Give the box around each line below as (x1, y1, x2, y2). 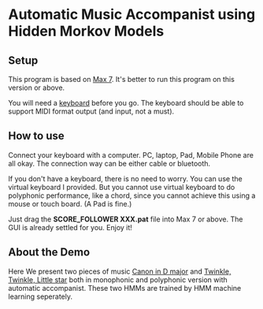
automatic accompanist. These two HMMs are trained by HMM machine (8, 283, 242, 292)
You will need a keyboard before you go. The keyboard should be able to (8, 99, 244, 107)
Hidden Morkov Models (8, 22, 165, 40)
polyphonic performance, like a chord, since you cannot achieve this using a (8, 191, 256, 200)
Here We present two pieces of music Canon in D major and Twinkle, (8, 266, 232, 276)
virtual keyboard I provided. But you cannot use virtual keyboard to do (8, 182, 235, 192)
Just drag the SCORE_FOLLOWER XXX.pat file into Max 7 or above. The (8, 214, 243, 224)
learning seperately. (8, 292, 73, 301)
